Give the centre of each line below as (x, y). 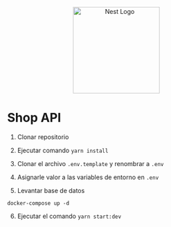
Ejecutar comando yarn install (63, 150)
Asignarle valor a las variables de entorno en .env (88, 177)
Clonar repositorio (43, 137)
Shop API (34, 118)
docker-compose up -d (38, 203)
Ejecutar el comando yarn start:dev (69, 216)
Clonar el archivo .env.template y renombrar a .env (90, 163)
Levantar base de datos (51, 190)
